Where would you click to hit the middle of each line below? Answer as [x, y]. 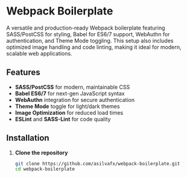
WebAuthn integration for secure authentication [74, 100]
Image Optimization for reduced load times [69, 112]
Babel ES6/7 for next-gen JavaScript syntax [70, 93]
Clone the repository [41, 153]
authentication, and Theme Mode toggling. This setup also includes [90, 40]
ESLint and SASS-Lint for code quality [63, 119]
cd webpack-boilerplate [45, 169]
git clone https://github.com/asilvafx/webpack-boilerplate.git [97, 164]
